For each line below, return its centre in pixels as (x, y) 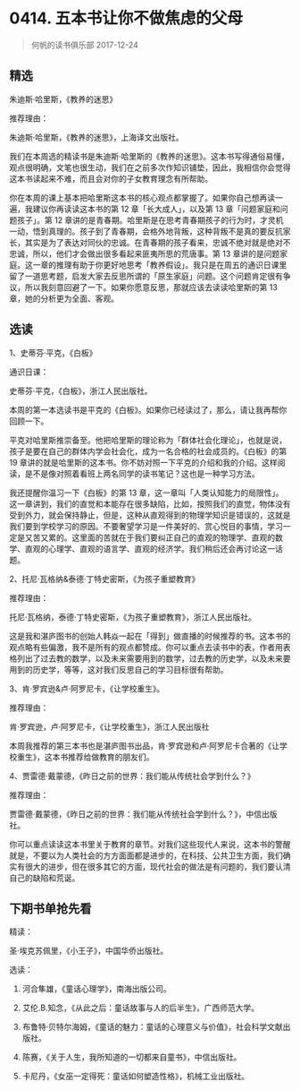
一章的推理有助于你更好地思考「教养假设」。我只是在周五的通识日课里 (160, 264)
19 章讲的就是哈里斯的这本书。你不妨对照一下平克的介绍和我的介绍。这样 (144, 462)
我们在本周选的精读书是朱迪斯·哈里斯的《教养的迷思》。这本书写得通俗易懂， (150, 156)
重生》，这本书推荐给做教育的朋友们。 (85, 757)
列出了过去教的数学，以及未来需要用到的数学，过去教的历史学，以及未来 (150, 658)
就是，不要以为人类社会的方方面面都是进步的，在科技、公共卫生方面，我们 (146, 855)
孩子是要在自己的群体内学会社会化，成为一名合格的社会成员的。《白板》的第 (148, 451)
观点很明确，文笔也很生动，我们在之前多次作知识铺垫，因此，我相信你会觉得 (150, 167)
